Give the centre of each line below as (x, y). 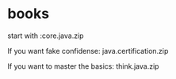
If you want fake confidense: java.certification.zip (88, 51)
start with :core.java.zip (46, 36)
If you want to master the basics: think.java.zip (83, 66)
